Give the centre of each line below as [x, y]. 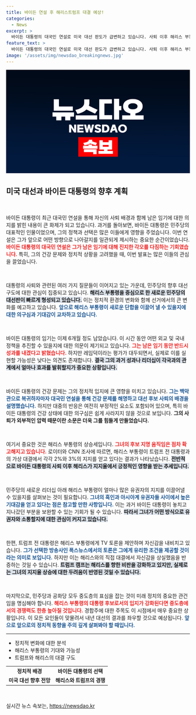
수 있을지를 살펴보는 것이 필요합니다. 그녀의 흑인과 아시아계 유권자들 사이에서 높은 [98, 498]
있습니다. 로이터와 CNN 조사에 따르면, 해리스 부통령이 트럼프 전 [98, 452]
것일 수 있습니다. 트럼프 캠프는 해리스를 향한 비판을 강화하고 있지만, [97, 565]
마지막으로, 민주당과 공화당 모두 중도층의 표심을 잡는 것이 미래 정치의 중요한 [92, 596]
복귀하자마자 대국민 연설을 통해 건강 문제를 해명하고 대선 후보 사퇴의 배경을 [105, 399]
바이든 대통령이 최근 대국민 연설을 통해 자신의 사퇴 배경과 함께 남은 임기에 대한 [95, 218]
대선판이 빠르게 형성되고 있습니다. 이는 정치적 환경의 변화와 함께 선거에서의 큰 [94, 300]
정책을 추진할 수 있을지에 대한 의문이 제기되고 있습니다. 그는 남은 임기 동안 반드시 [97, 346]
